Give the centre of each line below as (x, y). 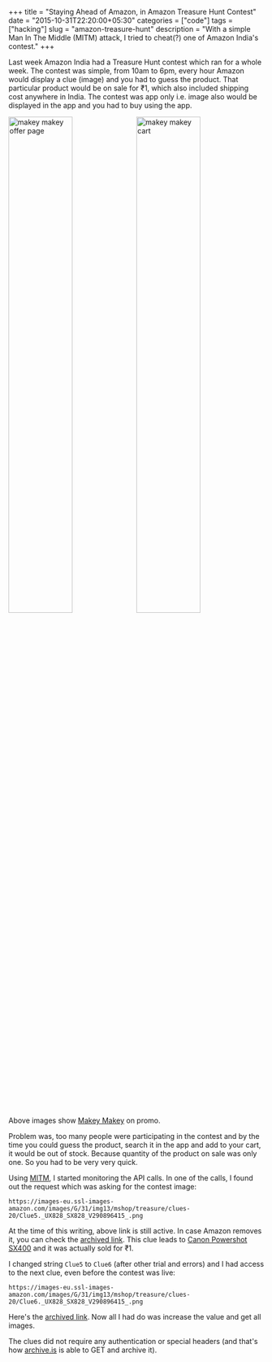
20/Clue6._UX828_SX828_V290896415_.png (76, 1302)
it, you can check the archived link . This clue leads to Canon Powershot (128, 1239)
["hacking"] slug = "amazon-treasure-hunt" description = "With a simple (130, 29)
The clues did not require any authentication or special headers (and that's (133, 1341)
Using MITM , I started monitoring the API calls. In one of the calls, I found (131, 1178)
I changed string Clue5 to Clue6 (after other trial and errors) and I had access (136, 1264)
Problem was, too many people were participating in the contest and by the (134, 1136)
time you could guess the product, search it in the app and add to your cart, (135, 1145)
